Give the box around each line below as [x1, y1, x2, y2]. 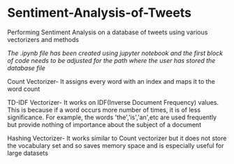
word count [7, 84, 41, 93]
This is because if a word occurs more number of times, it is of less [7, 105, 201, 114]
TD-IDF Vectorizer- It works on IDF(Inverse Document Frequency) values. [7, 98, 219, 106]
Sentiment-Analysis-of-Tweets [7, 5, 192, 21]
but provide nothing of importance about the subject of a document [7, 120, 201, 128]
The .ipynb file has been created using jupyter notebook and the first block [7, 49, 224, 57]
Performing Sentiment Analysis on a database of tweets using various [7, 28, 208, 36]
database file [7, 64, 45, 72]
